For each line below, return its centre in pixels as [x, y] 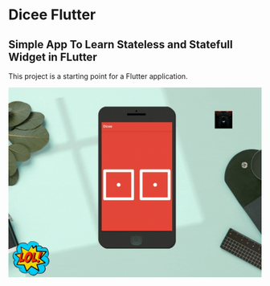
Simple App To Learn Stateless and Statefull [121, 45]
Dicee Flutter [52, 15]
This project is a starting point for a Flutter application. [98, 76]
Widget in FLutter [53, 57]
